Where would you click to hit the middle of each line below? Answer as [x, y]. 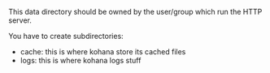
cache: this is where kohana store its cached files [103, 52]
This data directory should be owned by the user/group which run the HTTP [135, 12]
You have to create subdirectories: [66, 36]
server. [20, 20]
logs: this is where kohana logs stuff [81, 60]
